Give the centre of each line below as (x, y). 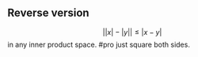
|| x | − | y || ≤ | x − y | (132, 32)
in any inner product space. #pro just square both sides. (99, 44)
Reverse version (48, 13)
